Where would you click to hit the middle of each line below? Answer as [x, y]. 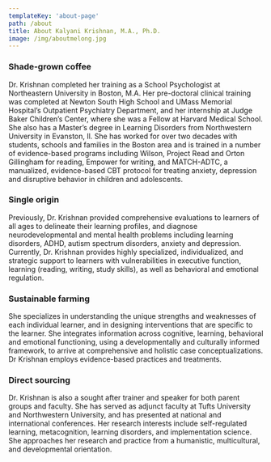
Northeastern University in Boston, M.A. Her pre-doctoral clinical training [130, 93]
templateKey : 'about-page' [54, 16]
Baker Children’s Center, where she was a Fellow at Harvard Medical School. [135, 119]
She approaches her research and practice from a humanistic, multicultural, [134, 441]
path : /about [30, 23]
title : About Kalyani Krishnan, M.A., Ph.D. [85, 31]
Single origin [34, 200]
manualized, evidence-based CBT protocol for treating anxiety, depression [133, 170]
